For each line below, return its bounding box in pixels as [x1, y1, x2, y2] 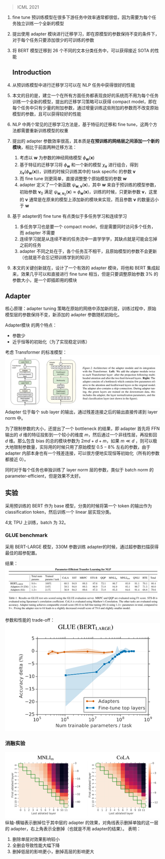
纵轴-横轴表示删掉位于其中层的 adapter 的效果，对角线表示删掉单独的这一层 [5, 820, 159, 826]
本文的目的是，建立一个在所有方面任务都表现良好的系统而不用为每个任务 [12, 92, 159, 98]
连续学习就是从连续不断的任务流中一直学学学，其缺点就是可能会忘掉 [19, 236, 158, 242]
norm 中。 [5, 415, 26, 421]
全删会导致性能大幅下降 [12, 842, 60, 849]
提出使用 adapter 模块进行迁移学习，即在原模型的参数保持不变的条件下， [12, 31, 160, 36]
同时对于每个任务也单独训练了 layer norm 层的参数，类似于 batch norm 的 [5, 466, 154, 472]
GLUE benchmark [5, 532, 48, 539]
